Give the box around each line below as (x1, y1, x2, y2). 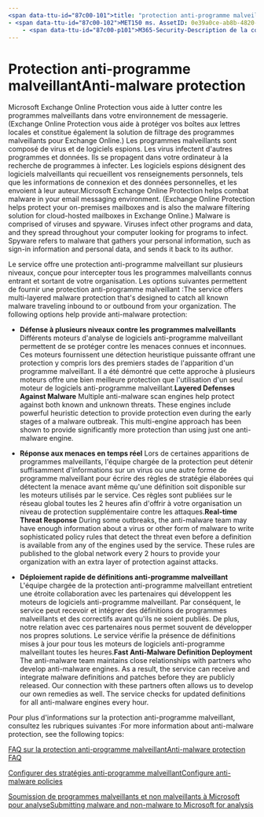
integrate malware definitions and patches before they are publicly (19, 672, 235, 682)
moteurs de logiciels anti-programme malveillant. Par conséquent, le (19, 598, 241, 607)
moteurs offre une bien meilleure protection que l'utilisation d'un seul (19, 375, 244, 385)
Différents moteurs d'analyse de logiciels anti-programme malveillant (19, 333, 244, 343)
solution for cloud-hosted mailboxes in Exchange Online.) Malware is (8, 211, 230, 221)
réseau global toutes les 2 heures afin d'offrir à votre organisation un (19, 499, 242, 508)
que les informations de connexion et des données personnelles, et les (8, 178, 237, 187)
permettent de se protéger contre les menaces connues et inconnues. (19, 342, 247, 351)
